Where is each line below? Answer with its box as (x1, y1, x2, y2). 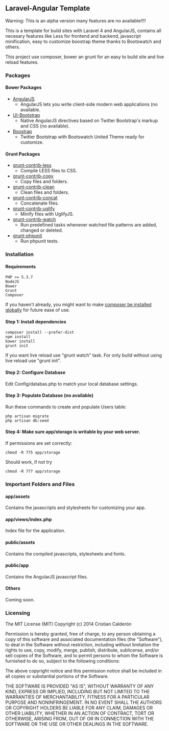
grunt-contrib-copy (12, 173, 54, 179)
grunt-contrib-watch (12, 216, 56, 222)
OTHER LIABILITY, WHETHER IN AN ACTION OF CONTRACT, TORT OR (5, 710, 154, 716)
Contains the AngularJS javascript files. (5, 573, 88, 579)
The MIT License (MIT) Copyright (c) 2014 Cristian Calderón (5, 621, 132, 627)
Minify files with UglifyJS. (20, 211, 74, 217)
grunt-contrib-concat (12, 195, 58, 201)
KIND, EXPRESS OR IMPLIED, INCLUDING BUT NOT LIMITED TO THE (5, 689, 150, 695)
